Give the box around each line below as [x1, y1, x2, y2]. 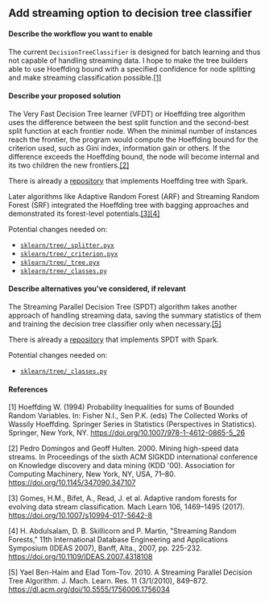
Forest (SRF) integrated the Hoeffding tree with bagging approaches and [8, 200, 250, 210]
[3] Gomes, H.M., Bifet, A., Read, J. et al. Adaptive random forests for [8, 493, 238, 503]
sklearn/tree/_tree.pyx [19, 258, 101, 267]
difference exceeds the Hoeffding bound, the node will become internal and [8, 152, 259, 161]
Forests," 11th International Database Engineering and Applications [8, 535, 228, 545]
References [8, 384, 48, 394]
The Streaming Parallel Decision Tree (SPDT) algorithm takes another [8, 302, 238, 311]
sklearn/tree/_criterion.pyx [19, 250, 118, 258]
